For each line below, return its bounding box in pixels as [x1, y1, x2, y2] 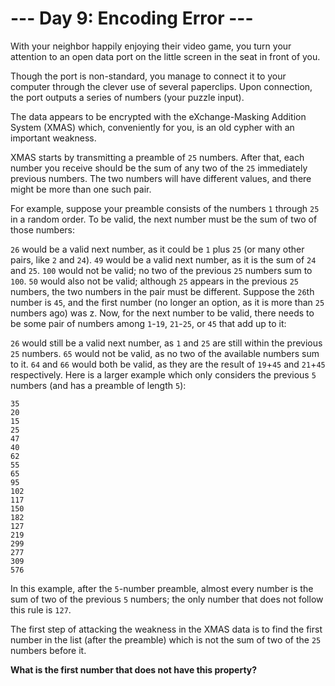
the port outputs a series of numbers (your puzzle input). [10, 91, 245, 103]
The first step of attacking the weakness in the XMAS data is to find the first [10, 623, 323, 635]
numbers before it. [10, 644, 87, 656]
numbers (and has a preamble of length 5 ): [10, 379, 187, 391]
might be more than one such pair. [10, 183, 152, 195]
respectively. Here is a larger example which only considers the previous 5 [10, 368, 317, 381]
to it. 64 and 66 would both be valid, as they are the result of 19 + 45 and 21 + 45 [10, 358, 326, 370]
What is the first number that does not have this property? [10, 663, 258, 676]
